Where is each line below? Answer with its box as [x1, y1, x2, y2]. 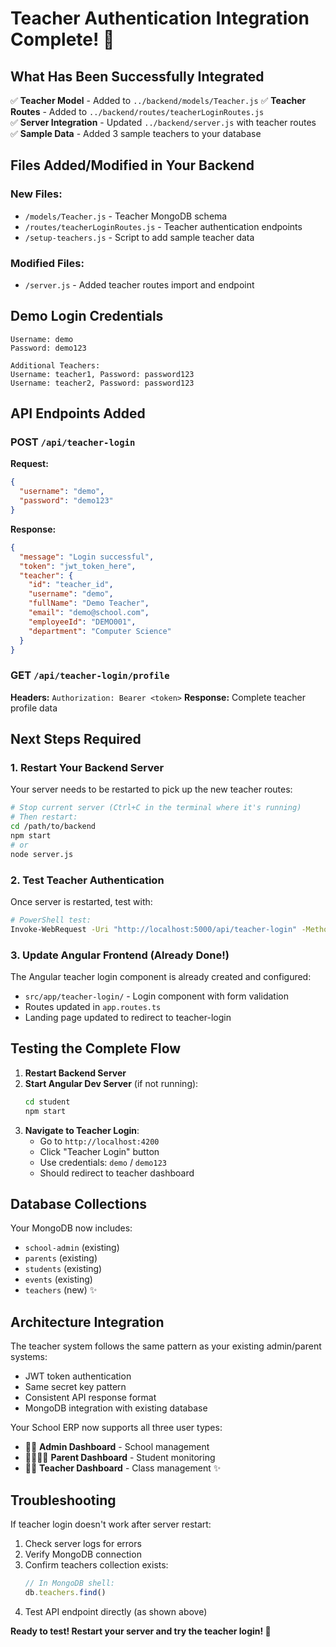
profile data [10, 702, 58, 714]
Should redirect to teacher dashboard [39, 1167, 195, 1179]
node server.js [10, 849, 74, 859]
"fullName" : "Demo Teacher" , [28, 598, 150, 609]
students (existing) [24, 1263, 103, 1275]
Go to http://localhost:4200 [39, 1135, 160, 1147]
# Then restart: [10, 812, 78, 822]
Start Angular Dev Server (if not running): [24, 1077, 199, 1089]
